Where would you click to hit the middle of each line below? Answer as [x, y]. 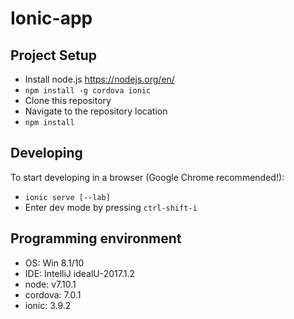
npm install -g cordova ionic [88, 91]
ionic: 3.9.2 [48, 305]
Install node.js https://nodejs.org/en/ [99, 79]
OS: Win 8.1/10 [54, 263]
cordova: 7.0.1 [53, 294]
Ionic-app [51, 18]
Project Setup [54, 55]
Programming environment [96, 238]
